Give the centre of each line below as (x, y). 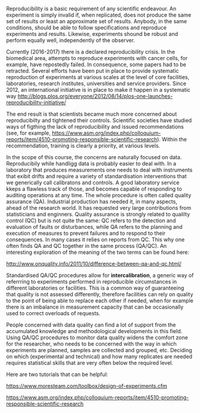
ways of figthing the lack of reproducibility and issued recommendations (95, 127)
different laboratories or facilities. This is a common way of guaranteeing (95, 288)
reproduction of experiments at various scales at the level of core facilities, (98, 77)
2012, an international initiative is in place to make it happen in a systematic (98, 90)
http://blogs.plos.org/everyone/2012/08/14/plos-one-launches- (95, 96)
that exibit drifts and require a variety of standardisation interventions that (96, 176)
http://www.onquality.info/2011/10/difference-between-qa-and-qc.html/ (94, 264)
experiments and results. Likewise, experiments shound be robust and (92, 34)
